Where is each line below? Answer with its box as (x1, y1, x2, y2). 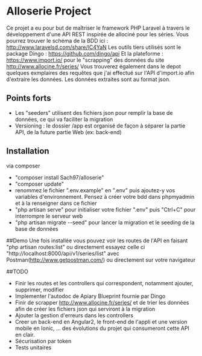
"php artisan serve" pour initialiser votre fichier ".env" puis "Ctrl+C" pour (14, 206, 196, 213)
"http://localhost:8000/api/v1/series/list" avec (6, 250, 119, 257)
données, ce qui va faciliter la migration (14, 115, 113, 123)
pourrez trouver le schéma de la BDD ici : (6, 37, 109, 44)
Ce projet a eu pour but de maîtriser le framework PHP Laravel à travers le (6, 24, 190, 31)
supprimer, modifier (14, 286, 65, 293)
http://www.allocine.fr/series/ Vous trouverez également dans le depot (6, 62, 181, 70)
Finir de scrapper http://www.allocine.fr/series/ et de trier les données (14, 299, 189, 306)
